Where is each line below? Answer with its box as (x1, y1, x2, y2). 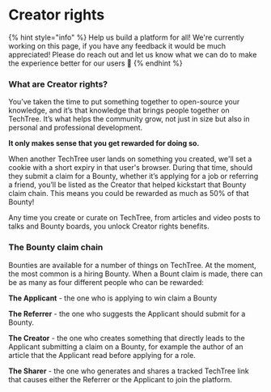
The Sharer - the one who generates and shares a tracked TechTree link (8, 366, 249, 376)
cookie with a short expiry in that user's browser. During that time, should (8, 163, 253, 173)
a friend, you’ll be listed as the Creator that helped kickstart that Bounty (8, 180, 247, 190)
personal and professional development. (8, 123, 143, 133)
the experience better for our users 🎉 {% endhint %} (8, 58, 184, 68)
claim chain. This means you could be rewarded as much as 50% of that (8, 189, 249, 198)
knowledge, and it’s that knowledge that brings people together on (8, 105, 230, 115)
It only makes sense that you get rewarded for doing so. (8, 138, 200, 148)
